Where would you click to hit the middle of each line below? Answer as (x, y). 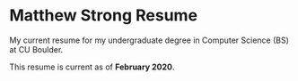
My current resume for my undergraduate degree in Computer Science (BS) (149, 40)
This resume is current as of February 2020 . (92, 67)
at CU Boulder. (36, 49)
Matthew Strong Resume (104, 16)
